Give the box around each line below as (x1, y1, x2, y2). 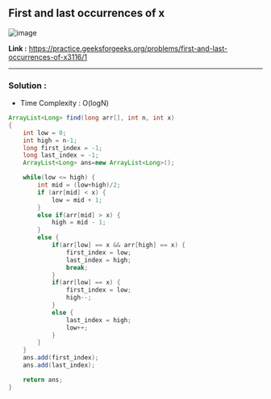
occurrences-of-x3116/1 (8, 52, 88, 61)
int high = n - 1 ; (23, 136, 78, 145)
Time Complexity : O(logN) (19, 99, 109, 108)
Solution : (8, 80, 47, 91)
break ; (65, 263, 89, 271)
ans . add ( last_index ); (23, 361, 95, 370)
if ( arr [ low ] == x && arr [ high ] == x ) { (51, 241, 186, 250)
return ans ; (23, 376, 63, 384)
